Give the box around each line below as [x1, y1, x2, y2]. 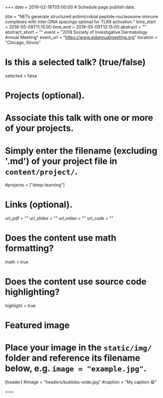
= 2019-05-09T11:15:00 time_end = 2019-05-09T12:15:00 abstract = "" [5, 24, 147, 30]
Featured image [5, 320, 70, 331]
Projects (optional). [5, 90, 85, 101]
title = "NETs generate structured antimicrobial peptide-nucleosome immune [5, 14, 159, 19]
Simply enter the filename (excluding [5, 145, 158, 156]
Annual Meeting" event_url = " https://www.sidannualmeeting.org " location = [5, 34, 158, 40]
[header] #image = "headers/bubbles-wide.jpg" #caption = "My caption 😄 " [5, 379, 157, 385]
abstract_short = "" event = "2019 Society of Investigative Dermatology [5, 29, 147, 35]
